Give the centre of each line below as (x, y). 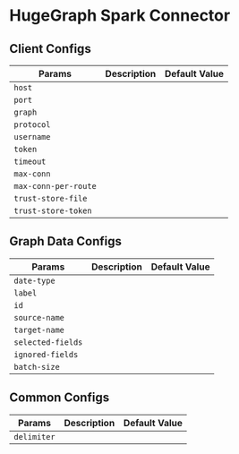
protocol (32, 125)
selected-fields (48, 342)
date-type (34, 280)
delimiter (34, 437)
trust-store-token (53, 211)
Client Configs (50, 49)
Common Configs (60, 398)
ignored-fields (46, 354)
